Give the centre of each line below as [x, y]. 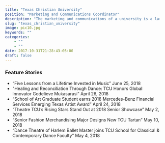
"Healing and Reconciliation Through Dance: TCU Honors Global [77, 88]
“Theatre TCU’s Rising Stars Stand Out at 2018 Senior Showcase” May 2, [86, 109]
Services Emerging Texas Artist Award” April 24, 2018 [67, 104]
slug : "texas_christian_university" [42, 23]
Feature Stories [24, 73]
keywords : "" [18, 32]
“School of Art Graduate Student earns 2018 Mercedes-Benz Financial [83, 99]
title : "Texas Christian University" [44, 10]
